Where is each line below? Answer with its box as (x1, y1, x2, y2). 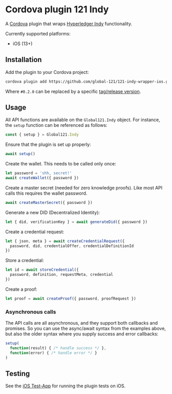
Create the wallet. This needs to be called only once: (5, 161, 116, 167)
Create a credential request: (5, 229, 64, 235)
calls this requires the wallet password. (5, 190, 88, 196)
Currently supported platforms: (5, 30, 71, 36)
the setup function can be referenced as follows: (5, 122, 107, 128)
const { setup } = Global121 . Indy (5, 132, 79, 137)
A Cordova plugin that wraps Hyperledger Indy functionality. (5, 21, 132, 27)
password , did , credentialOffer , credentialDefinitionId (10, 243, 134, 249)
